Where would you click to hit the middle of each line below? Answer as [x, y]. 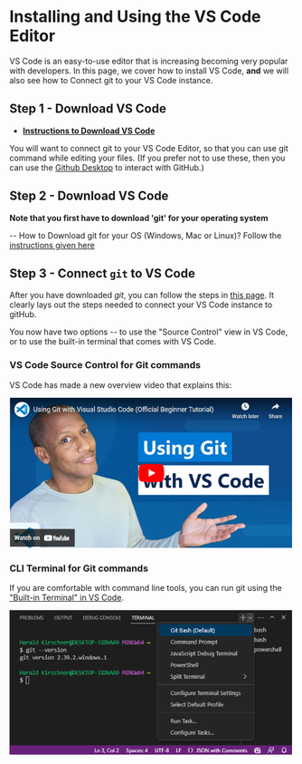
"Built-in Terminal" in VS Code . [67, 597]
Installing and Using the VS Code [135, 17]
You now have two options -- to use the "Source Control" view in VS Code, [149, 332]
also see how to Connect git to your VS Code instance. [111, 80]
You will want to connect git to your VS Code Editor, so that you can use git [149, 148]
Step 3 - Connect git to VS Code [103, 273]
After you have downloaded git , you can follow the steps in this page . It [142, 295]
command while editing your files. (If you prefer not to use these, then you [147, 158]
